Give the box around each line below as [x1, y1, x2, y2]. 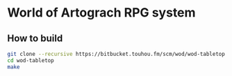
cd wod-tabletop [7, 57, 54, 64]
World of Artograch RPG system [7, 5, 196, 21]
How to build [7, 32, 63, 44]
